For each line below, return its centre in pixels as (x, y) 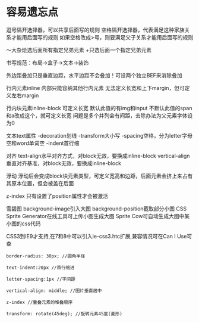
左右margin (25, 95)
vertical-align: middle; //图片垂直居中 (54, 291)
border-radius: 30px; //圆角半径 (46, 256)
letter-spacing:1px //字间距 (41, 279)
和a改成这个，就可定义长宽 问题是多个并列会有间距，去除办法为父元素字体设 (99, 115)
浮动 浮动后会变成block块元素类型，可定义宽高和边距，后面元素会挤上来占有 (99, 176)
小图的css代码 (23, 223)
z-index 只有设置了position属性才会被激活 (57, 196)
